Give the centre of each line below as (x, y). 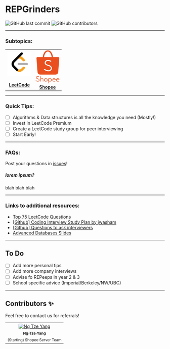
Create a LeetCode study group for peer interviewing (68, 129)
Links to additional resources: (42, 206)
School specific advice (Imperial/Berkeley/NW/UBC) (67, 283)
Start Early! (24, 134)
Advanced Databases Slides (42, 233)
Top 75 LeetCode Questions (42, 217)
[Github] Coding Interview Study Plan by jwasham (64, 222)
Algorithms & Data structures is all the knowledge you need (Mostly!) (84, 117)
